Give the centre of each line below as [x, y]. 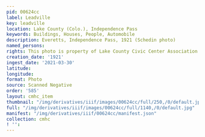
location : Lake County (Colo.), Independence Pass [72, 29]
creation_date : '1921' [35, 57]
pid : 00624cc [23, 12]
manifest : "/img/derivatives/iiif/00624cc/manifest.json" [81, 113]
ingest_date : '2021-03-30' [41, 62]
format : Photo [24, 79]
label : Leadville [28, 18]
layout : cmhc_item [30, 96]
